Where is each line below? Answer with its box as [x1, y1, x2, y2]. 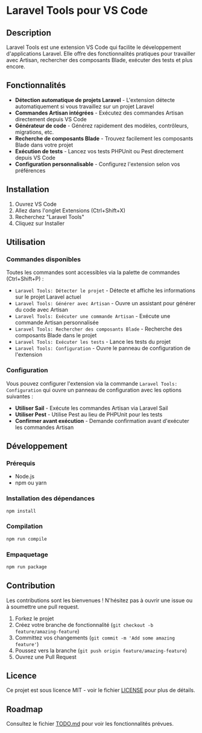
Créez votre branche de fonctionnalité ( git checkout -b [14, 621, 154, 628]
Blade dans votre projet [14, 141, 74, 148]
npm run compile [6, 536, 47, 542]
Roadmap [6, 704, 43, 714]
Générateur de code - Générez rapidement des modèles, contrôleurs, [14, 122, 189, 129]
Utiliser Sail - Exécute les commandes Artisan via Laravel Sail [14, 404, 168, 411]
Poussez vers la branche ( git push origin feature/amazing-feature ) [14, 647, 188, 654]
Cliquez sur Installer [14, 220, 65, 227]
